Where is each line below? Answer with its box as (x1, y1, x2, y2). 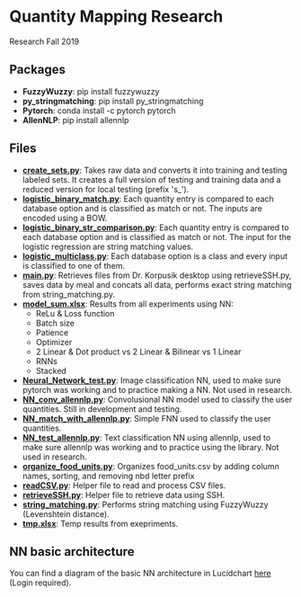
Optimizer (35, 336, 73, 347)
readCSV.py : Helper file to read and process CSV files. (22, 479, 226, 491)
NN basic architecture (9, 544, 135, 559)
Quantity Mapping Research (9, 6, 224, 27)
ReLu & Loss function (35, 307, 115, 318)
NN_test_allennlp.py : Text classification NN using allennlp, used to (22, 432, 271, 442)
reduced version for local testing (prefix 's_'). (22, 183, 190, 194)
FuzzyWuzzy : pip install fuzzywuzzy (22, 85, 160, 96)
